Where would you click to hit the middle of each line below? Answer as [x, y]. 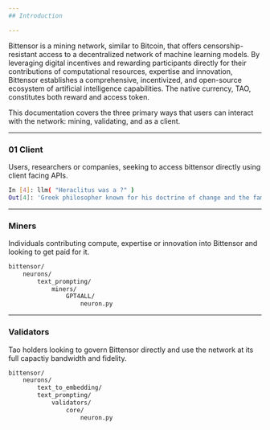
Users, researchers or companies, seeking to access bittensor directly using [135, 166]
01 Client [26, 149]
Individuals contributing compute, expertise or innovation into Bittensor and [133, 243]
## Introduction [35, 16]
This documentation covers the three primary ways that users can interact [131, 113]
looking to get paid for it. [49, 252]
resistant [23, 54]
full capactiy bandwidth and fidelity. [67, 358]
